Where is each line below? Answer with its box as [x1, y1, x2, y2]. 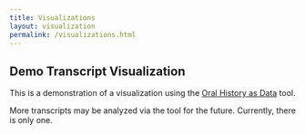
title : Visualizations [9, 13, 96, 23]
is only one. [9, 115, 53, 126]
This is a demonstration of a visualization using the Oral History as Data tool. [9, 88, 296, 99]
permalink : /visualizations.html [9, 30, 137, 39]
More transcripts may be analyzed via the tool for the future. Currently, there [9, 105, 296, 116]
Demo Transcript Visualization [9, 63, 186, 79]
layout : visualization [9, 22, 96, 31]
